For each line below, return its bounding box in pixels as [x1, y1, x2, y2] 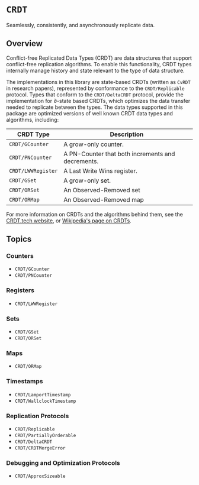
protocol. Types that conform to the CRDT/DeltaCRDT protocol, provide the [6, 90, 184, 98]
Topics [6, 234, 32, 244]
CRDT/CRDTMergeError [14, 445, 66, 451]
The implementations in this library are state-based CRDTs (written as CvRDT [6, 78, 191, 85]
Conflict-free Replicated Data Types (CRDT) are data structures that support [6, 54, 192, 62]
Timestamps [6, 377, 43, 386]
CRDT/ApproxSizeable [14, 473, 66, 480]
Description [110, 130, 144, 138]
